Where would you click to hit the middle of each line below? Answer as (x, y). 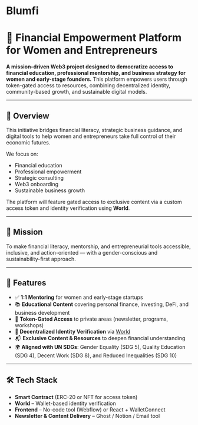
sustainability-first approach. (41, 259)
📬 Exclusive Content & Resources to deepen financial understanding (100, 338)
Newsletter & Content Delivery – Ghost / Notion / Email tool (87, 416)
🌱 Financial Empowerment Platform (94, 38)
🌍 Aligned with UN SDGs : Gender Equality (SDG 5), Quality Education (100, 347)
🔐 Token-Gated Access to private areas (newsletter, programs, (91, 319)
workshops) (29, 325)
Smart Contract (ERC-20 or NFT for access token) (76, 397)
